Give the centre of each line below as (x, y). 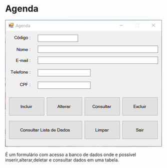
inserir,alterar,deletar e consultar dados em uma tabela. (62, 160)
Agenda (22, 9)
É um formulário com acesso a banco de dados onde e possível (71, 154)
